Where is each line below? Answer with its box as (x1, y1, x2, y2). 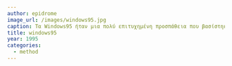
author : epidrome (7, 10, 57, 17)
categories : (7, 42, 41, 49)
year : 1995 (7, 36, 39, 43)
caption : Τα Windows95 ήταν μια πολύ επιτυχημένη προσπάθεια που (7, 23, 199, 30)
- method (13, 49, 39, 56)
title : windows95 (7, 29, 57, 36)
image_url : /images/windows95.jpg (7, 16, 107, 23)
